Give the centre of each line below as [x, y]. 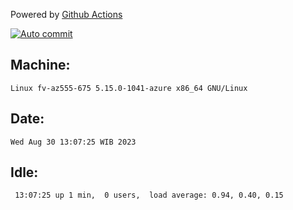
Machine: [40, 65]
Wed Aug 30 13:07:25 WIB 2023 [73, 142]
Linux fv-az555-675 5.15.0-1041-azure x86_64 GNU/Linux [129, 88]
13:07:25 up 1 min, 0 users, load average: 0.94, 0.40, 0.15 [149, 195]
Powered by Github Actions [66, 14]
